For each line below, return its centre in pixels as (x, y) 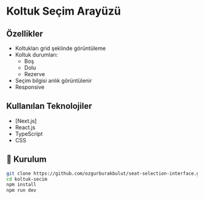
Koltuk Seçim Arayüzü (64, 11)
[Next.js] (26, 120)
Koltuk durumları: (36, 55)
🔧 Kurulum (26, 159)
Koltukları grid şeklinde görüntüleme (60, 48)
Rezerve (35, 74)
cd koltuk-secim (27, 179)
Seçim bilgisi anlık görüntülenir (53, 81)
